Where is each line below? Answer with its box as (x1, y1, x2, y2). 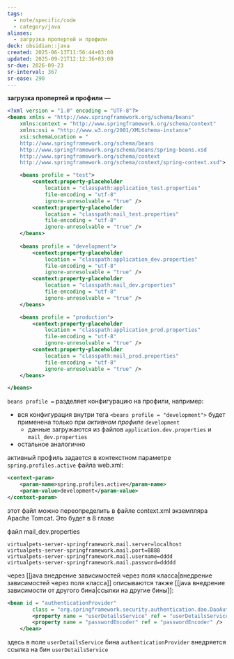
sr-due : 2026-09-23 (7, 62, 64, 69)
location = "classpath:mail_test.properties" (44, 210, 179, 218)
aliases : (7, 29, 33, 37)
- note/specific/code (13, 17, 77, 24)
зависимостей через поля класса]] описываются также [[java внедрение (7, 578, 225, 587)
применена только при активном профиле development (17, 418, 180, 427)
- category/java (13, 23, 61, 30)
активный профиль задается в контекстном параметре (7, 454, 172, 462)
